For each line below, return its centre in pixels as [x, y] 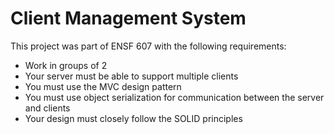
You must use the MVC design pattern [103, 86]
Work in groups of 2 [66, 65]
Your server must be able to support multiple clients [131, 76]
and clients [47, 108]
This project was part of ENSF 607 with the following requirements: [148, 46]
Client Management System [128, 18]
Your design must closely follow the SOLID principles [133, 118]
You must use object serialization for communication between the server [174, 97]
